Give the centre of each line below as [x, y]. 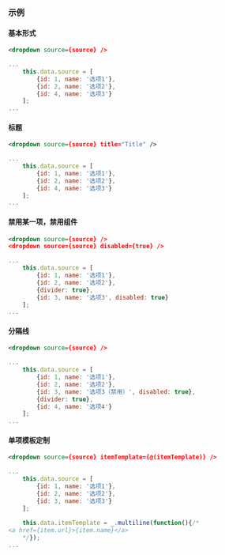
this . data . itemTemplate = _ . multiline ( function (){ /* [111, 523]
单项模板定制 [29, 440]
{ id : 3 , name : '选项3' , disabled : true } [103, 297]
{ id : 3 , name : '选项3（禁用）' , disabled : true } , [116, 392]
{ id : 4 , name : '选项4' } [75, 406]
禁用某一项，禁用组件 [43, 221]
